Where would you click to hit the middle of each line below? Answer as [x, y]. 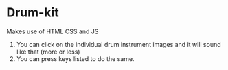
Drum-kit [33, 13]
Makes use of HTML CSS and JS [53, 31]
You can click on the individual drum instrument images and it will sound [118, 44]
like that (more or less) [48, 52]
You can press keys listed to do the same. [75, 58]
